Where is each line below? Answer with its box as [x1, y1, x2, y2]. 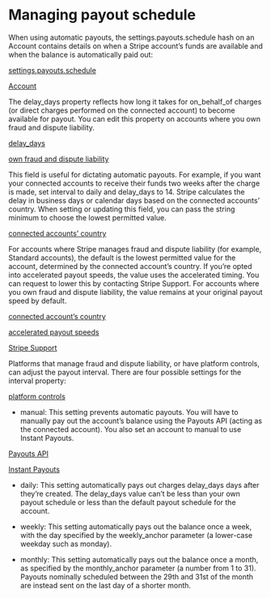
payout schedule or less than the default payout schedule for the [19, 497, 236, 507]
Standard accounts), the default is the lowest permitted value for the [8, 253, 236, 263]
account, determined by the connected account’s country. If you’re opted [8, 261, 252, 271]
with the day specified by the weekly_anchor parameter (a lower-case [19, 530, 253, 540]
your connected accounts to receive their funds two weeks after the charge [8, 178, 260, 188]
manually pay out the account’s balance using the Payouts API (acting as [19, 416, 263, 425]
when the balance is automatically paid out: [8, 49, 154, 59]
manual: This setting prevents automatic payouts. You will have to [19, 407, 239, 416]
